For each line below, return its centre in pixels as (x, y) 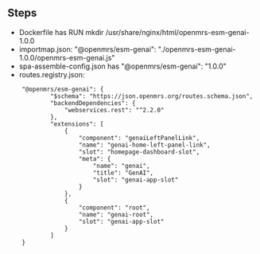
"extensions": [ (77, 124)
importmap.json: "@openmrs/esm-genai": (87, 49)
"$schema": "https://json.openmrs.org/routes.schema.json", (151, 96)
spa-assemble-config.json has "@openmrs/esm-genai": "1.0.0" (123, 66)
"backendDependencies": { (93, 103)
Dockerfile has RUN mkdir (61, 32)
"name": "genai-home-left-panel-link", (145, 145)
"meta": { (95, 158)
